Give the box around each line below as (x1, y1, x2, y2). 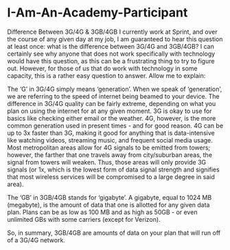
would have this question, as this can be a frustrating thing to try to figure (7, 56, 215, 65)
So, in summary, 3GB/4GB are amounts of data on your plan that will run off (7, 229, 221, 237)
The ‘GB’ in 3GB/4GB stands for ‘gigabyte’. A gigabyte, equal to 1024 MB (7, 193, 212, 201)
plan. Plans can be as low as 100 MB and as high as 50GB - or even (7, 208, 198, 216)
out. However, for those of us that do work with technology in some (7, 64, 198, 72)
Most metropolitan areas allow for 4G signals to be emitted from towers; (7, 143, 211, 152)
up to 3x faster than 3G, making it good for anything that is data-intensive (7, 129, 215, 137)
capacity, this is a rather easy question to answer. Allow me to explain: (7, 71, 206, 80)
